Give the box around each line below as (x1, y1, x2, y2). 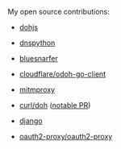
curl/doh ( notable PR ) (19, 101, 91, 110)
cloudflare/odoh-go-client (19, 69, 106, 79)
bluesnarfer (19, 54, 58, 63)
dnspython (19, 38, 56, 48)
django (19, 116, 43, 126)
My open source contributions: (7, 7, 111, 16)
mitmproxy (19, 85, 56, 94)
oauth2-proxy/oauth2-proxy (19, 132, 113, 141)
